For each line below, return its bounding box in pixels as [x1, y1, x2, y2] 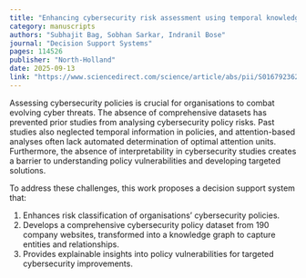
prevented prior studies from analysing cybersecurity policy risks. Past [9, 116, 275, 127]
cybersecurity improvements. [22, 258, 134, 269]
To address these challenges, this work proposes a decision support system [9, 183, 296, 194]
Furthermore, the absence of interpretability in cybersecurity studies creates [9, 145, 297, 156]
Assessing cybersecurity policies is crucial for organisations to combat [9, 97, 275, 108]
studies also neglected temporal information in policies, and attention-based [9, 126, 296, 137]
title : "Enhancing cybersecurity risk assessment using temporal [9, 13, 262, 23]
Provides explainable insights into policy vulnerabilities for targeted [22, 248, 275, 259]
